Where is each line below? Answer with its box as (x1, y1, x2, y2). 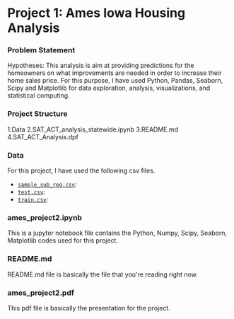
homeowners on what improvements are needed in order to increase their (7, 69, 222, 77)
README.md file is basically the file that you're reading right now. (7, 270, 198, 279)
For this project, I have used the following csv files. (7, 166, 156, 175)
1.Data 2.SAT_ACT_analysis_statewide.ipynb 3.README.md (7, 125, 179, 134)
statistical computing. (7, 91, 70, 100)
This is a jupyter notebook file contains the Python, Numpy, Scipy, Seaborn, (7, 228, 228, 238)
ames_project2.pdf (7, 288, 74, 298)
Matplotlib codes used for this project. (7, 236, 119, 245)
